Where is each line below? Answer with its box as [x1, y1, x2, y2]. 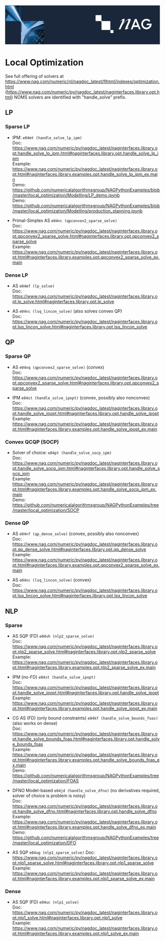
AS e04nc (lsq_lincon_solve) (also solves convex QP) [12, 308, 122, 314]
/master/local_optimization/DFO [12, 839, 77, 846]
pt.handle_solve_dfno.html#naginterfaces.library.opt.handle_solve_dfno [12, 808, 157, 814]
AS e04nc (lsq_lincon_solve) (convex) [12, 577, 91, 583]
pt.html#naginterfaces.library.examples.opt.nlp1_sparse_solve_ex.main [12, 875, 155, 881]
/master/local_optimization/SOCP [12, 507, 80, 513]
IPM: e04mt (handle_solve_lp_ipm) [12, 134, 82, 141]
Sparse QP [5, 353, 31, 360]
